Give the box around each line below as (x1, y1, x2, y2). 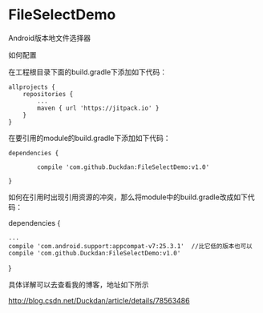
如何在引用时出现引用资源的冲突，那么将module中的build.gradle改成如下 (8, 192, 249, 202)
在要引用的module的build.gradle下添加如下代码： (8, 133, 171, 142)
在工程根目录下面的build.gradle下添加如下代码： (8, 66, 168, 77)
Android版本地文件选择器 (8, 33, 91, 42)
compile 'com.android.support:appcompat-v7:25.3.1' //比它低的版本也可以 (8, 242, 253, 250)
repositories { (22, 90, 74, 98)
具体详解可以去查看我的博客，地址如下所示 (8, 279, 149, 289)
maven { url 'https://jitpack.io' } (37, 104, 160, 112)
